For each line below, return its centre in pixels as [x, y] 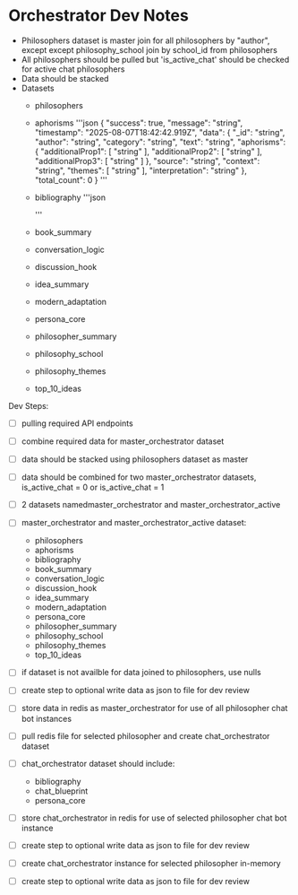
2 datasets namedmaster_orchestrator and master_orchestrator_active [151, 505]
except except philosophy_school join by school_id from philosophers [149, 49]
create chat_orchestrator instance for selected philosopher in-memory [151, 863]
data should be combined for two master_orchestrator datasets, [139, 477]
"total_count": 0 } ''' [71, 179]
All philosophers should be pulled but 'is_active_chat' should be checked [155, 59]
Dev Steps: [29, 405]
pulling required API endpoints [77, 423]
